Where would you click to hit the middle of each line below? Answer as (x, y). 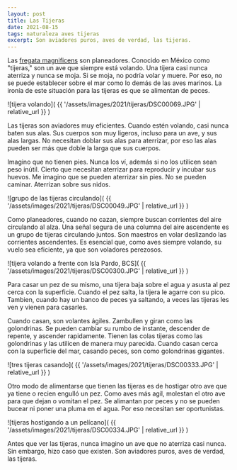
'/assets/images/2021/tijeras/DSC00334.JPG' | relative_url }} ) (98, 430)
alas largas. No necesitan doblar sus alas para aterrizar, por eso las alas (112, 141)
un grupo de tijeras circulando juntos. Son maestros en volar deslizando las (117, 235)
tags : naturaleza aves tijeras (53, 34)
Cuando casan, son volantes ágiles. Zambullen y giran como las (100, 321)
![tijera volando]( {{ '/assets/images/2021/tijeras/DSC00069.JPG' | (104, 104)
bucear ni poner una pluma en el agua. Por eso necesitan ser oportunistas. (116, 409)
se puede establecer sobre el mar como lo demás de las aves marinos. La (115, 83)
